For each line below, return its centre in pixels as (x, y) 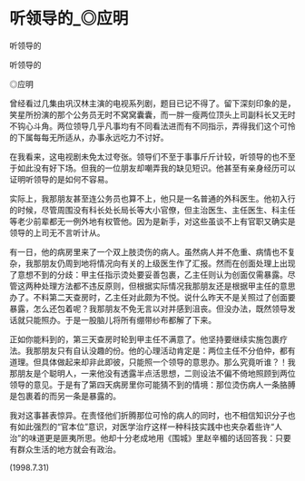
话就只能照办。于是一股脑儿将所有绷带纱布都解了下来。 (113, 319)
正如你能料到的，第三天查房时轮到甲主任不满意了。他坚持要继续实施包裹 (144, 339)
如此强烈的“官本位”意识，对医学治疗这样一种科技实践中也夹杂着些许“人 (150, 427)
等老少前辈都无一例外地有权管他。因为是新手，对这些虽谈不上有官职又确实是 (152, 221)
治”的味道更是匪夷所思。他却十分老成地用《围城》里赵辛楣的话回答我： (143, 437)
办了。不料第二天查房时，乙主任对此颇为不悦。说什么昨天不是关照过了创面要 (152, 297)
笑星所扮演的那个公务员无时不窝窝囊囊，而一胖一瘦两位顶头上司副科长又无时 (152, 114)
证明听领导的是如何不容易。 (61, 179)
